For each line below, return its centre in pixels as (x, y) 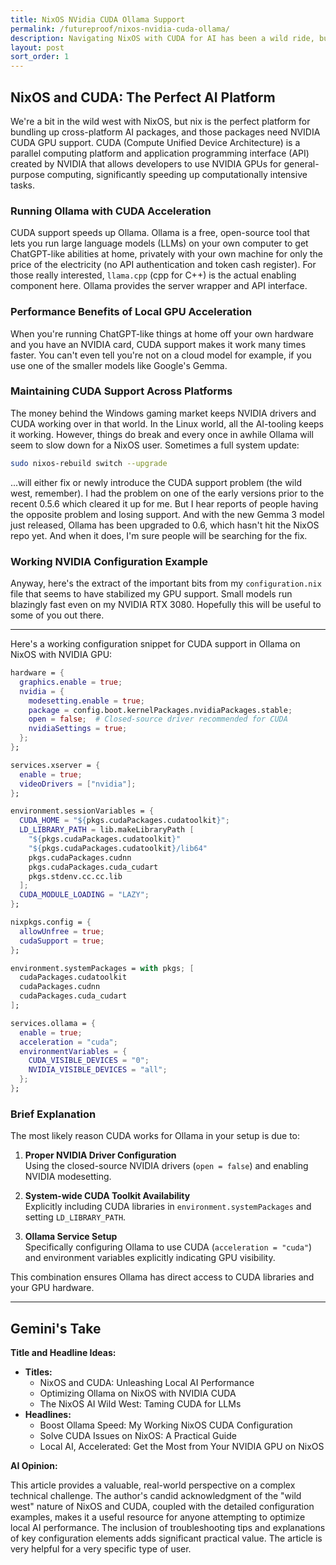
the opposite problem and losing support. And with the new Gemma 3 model (167, 514)
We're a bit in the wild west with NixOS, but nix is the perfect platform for (160, 121)
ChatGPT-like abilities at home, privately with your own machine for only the (166, 254)
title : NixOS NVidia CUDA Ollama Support (98, 19)
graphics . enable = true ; (71, 682)
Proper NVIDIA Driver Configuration (100, 1155)
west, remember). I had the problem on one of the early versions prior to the (167, 493)
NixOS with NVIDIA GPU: (61, 654)
